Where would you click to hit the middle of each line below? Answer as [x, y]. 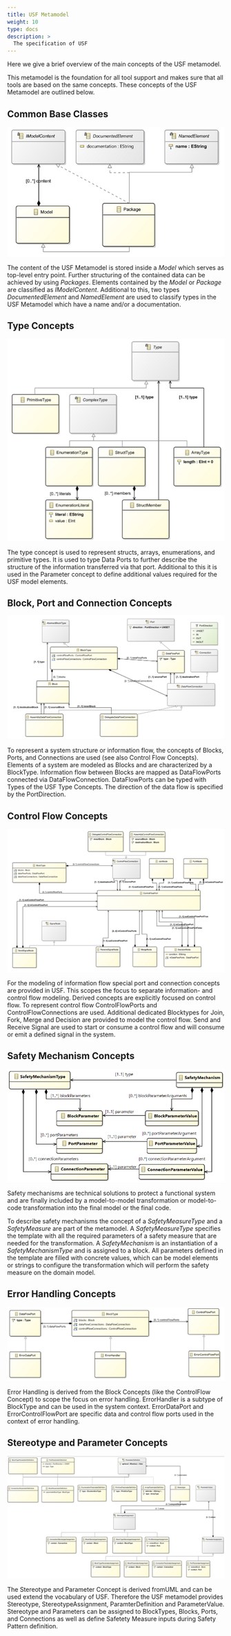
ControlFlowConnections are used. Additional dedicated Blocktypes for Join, [116, 1012]
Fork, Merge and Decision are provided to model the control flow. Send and [114, 1019]
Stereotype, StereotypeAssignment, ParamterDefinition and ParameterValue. [116, 1604]
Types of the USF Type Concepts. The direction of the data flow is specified [115, 787]
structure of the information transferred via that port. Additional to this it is [112, 566]
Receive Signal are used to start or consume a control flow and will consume [116, 1027]
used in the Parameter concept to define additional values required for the [112, 574]
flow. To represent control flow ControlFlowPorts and [82, 1005]
